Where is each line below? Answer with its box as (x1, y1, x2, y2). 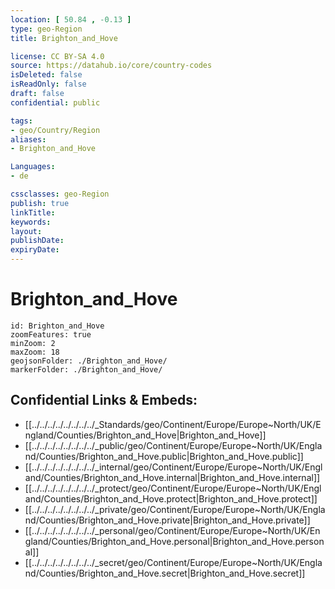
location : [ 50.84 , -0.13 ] (10, 14, 132, 25)
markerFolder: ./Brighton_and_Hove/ (10, 364, 163, 375)
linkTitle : (10, 207, 56, 218)
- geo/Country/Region (10, 125, 101, 135)
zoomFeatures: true (10, 329, 92, 340)
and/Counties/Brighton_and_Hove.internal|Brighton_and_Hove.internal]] (24, 471, 321, 483)
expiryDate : (10, 245, 60, 255)
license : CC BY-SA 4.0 (10, 51, 105, 61)
